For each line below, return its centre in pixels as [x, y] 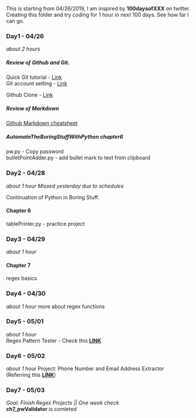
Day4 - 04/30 [26, 293]
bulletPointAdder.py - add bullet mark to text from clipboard [78, 158]
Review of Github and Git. [38, 62]
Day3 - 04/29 [26, 239]
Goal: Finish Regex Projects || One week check [62, 403]
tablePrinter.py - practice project [45, 223]
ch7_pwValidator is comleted [42, 409]
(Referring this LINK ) [31, 375]
